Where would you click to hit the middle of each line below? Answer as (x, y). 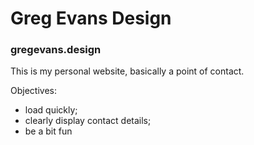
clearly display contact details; (88, 121)
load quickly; (51, 110)
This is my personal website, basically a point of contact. (127, 71)
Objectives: (33, 91)
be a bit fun (48, 131)
